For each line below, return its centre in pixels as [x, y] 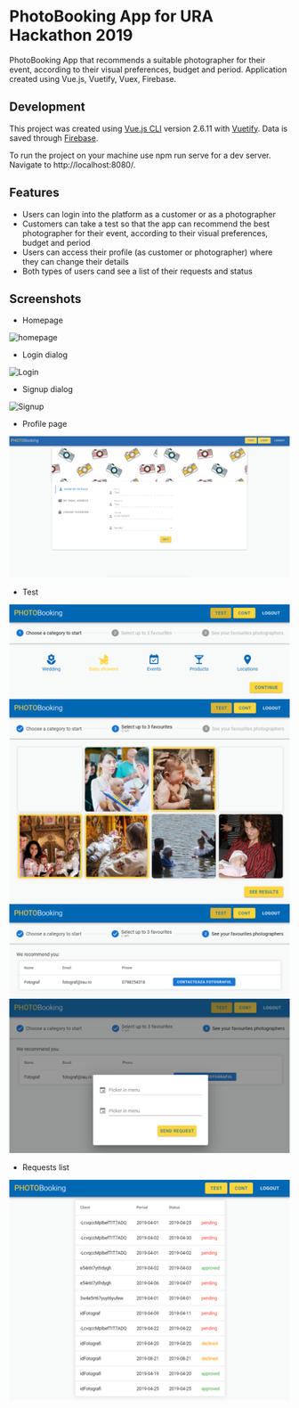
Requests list [45, 1167]
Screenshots [45, 299]
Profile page [44, 424]
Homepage [43, 320]
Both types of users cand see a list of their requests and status [137, 271]
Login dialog [45, 355]
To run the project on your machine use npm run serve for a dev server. [140, 155]
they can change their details [75, 261]
